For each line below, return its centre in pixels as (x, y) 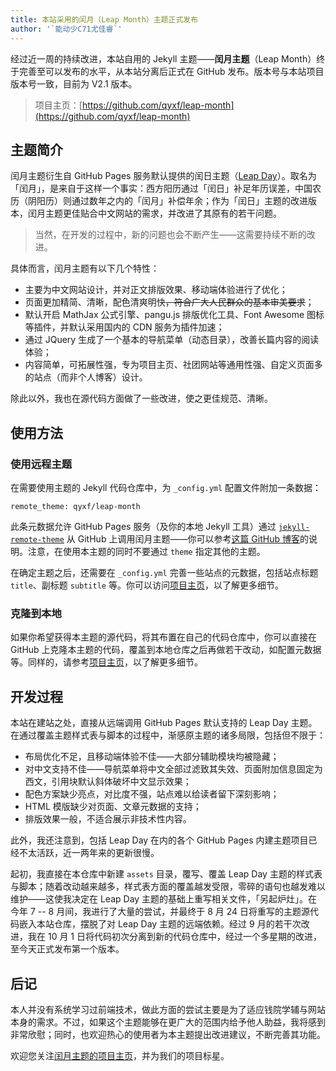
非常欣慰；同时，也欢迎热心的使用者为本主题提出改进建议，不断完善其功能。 (168, 1034)
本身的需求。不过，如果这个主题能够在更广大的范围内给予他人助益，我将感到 (168, 1022)
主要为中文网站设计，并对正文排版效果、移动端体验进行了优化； (156, 290)
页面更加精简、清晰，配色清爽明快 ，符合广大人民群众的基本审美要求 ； (169, 302)
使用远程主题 (41, 464)
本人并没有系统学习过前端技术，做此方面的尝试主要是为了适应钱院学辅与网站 (168, 1009)
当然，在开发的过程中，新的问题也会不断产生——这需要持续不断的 (170, 235)
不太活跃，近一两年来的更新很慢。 (89, 853)
